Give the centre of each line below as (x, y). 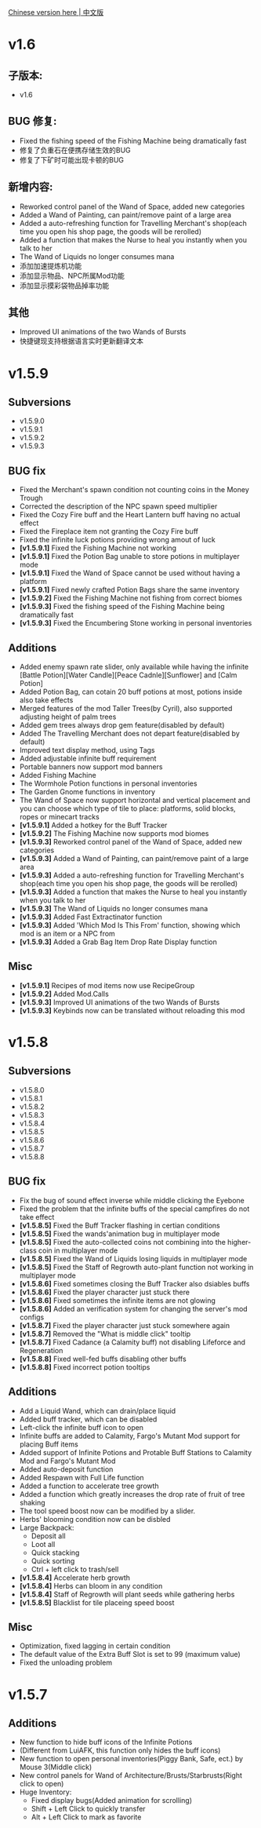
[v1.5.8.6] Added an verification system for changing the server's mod (134, 1308)
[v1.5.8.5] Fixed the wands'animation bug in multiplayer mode (120, 1233)
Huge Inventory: (45, 1792)
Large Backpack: (47, 1527)
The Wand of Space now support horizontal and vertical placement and (135, 801)
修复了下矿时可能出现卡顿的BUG (71, 159)
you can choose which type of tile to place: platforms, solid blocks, (128, 808)
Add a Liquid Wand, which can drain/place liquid (98, 1410)
